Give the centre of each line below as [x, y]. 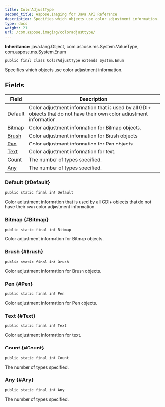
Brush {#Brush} [24, 252]
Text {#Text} [20, 316]
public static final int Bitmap [38, 230]
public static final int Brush [37, 262]
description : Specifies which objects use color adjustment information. [82, 19]
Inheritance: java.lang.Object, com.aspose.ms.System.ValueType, [72, 46]
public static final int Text [36, 326]
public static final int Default [39, 193]
